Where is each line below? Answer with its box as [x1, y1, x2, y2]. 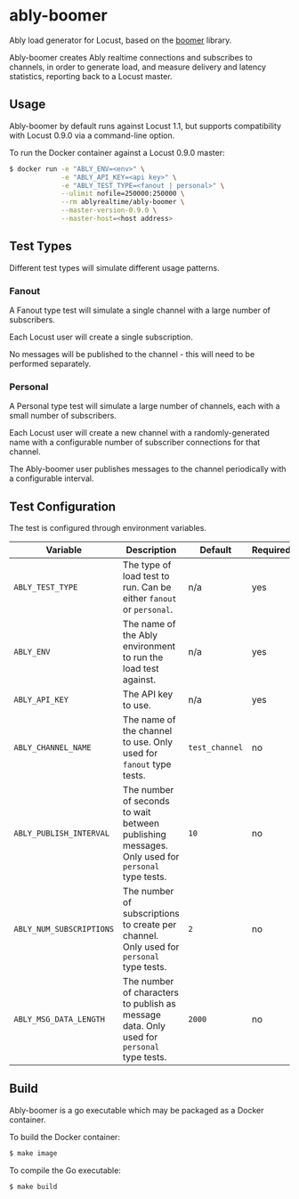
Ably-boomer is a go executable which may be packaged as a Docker [9, 1105, 264, 1115]
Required [252, 544, 291, 557]
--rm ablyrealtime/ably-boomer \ [61, 198, 185, 207]
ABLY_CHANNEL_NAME [13, 743, 92, 753]
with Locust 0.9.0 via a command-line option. [9, 130, 175, 141]
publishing [123, 828, 166, 841]
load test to [123, 570, 170, 583]
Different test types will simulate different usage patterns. [9, 262, 220, 273]
